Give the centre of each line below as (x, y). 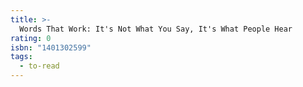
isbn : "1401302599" (51, 47)
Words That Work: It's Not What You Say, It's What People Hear (156, 29)
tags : (21, 57)
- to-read (39, 66)
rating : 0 (31, 38)
